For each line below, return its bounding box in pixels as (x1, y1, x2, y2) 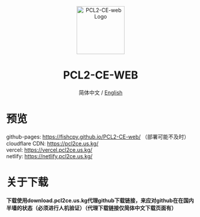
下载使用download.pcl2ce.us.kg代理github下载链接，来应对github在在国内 (6, 197, 194, 204)
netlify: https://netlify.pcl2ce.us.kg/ (6, 152, 93, 159)
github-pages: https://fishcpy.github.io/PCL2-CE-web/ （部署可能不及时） (6, 133, 190, 140)
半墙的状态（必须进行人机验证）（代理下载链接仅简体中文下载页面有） (6, 204, 177, 212)
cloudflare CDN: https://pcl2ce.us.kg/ (6, 140, 99, 147)
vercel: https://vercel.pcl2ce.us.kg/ (6, 146, 93, 153)
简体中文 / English (78, 89, 123, 96)
